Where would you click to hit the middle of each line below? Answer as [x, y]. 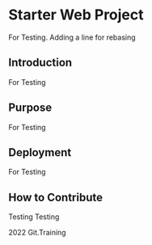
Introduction [40, 63]
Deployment [40, 152]
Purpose [30, 108]
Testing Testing [34, 217]
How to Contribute [56, 197]
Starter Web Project [76, 15]
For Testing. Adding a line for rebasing [72, 37]
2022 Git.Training [37, 233]
